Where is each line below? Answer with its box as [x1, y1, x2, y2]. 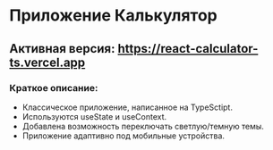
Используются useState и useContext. [21, 111, 167, 121]
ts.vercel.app [9, 54, 86, 70]
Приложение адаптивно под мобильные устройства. [21, 130, 226, 141]
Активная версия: [9, 41, 115, 56]
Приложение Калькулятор [9, 5, 218, 26]
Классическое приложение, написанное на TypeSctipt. [21, 102, 233, 112]
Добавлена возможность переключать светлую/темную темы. [21, 121, 264, 131]
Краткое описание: [9, 81, 98, 94]
